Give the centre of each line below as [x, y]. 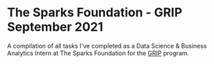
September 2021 [55, 27]
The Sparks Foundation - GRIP [95, 13]
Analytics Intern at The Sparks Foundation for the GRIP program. [98, 53]
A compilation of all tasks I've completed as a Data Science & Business [107, 46]
